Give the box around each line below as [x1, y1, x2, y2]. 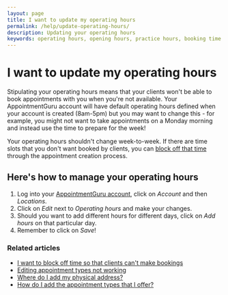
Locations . [16, 196, 47, 205]
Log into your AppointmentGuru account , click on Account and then [16, 190, 208, 198]
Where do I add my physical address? [16, 273, 124, 281]
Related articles [7, 243, 60, 253]
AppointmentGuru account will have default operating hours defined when [7, 102, 216, 110]
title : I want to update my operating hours [7, 16, 136, 23]
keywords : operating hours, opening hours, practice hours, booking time [7, 36, 222, 42]
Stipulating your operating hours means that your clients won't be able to [7, 88, 212, 96]
